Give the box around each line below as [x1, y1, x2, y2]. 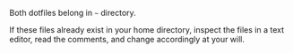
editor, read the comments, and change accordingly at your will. [9, 34, 245, 44]
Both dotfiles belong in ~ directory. [9, 8, 136, 18]
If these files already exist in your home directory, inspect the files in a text [9, 25, 285, 34]
